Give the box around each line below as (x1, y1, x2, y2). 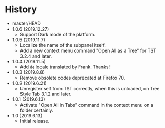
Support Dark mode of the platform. (19, 31, 96, 37)
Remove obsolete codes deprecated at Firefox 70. (19, 74, 126, 81)
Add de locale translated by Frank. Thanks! (19, 64, 110, 70)
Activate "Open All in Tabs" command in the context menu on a (19, 101, 153, 108)
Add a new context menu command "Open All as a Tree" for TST (19, 47, 157, 54)
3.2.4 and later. (19, 53, 52, 59)
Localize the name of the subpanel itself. (19, 42, 106, 48)
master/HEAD (12, 20, 42, 27)
